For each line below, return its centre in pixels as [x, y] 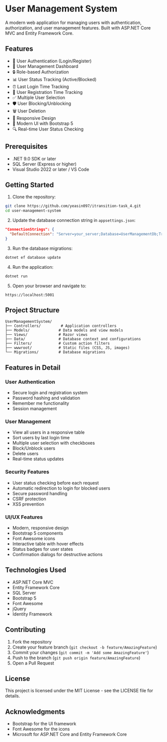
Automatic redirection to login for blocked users [61, 488]
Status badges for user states [42, 549]
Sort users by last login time [41, 438]
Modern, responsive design [40, 528]
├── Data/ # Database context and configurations [73, 339]
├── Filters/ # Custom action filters [58, 344]
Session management [35, 408]
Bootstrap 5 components [38, 533]
